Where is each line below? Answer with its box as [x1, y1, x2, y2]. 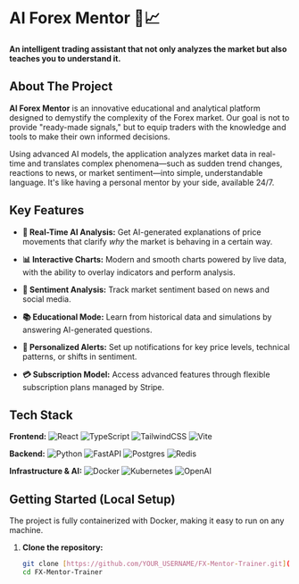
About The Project [9, 79, 113, 95]
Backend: [9, 448, 46, 459]
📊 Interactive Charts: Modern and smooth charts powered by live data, [21, 254, 287, 264]
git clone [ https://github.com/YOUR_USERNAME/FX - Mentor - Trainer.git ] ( [21, 560, 291, 569]
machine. [9, 525, 44, 536]
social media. [21, 293, 71, 305]
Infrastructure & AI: [9, 466, 83, 477]
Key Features [9, 203, 85, 218]
